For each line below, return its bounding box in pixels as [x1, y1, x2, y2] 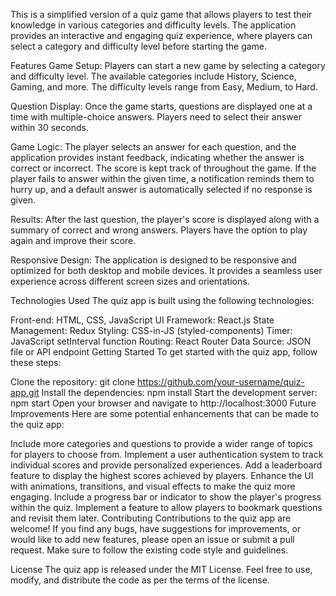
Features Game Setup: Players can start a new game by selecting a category [10, 60, 326, 71]
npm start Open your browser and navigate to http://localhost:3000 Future [10, 397, 317, 409]
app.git [10, 387, 40, 398]
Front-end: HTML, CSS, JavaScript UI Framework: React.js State [10, 314, 275, 326]
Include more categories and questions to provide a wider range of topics [10, 438, 313, 449]
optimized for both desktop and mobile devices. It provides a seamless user [10, 265, 323, 276]
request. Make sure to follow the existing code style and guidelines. [10, 544, 289, 556]
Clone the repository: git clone [10, 376, 136, 388]
